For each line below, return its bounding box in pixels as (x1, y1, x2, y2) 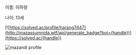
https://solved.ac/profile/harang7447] (9, 25, 86, 30)
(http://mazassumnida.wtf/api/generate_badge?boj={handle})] (5, 30, 132, 35)
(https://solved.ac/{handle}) (5, 35, 62, 41)
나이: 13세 (5, 15, 24, 21)
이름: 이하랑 (5, 4, 28, 10)
